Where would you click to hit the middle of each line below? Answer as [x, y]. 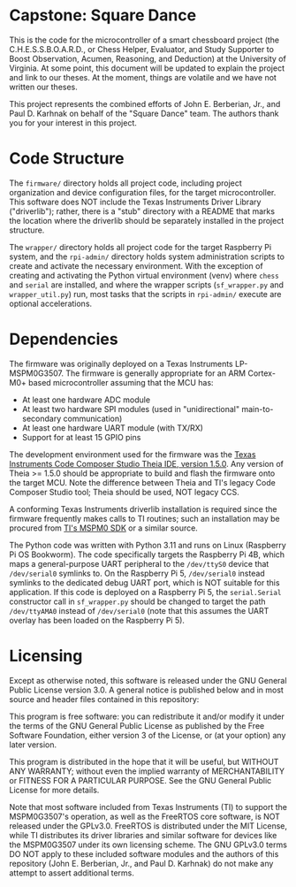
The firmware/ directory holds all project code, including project [126, 183]
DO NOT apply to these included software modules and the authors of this [144, 853]
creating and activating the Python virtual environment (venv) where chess [144, 275]
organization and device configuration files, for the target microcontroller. [143, 192]
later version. [33, 745]
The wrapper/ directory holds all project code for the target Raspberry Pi [140, 247]
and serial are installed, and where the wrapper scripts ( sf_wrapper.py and [147, 285]
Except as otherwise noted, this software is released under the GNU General [148, 680]
